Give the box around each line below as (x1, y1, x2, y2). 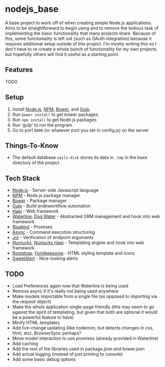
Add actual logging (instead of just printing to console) (12, 351, 123, 357)
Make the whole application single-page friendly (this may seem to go (12, 304, 154, 310)
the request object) (12, 299, 52, 304)
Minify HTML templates (12, 320, 60, 326)
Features (5, 66, 33, 74)
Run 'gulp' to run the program (12, 122, 72, 128)
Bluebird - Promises (12, 224, 53, 230)
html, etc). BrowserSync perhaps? (12, 330, 81, 336)
